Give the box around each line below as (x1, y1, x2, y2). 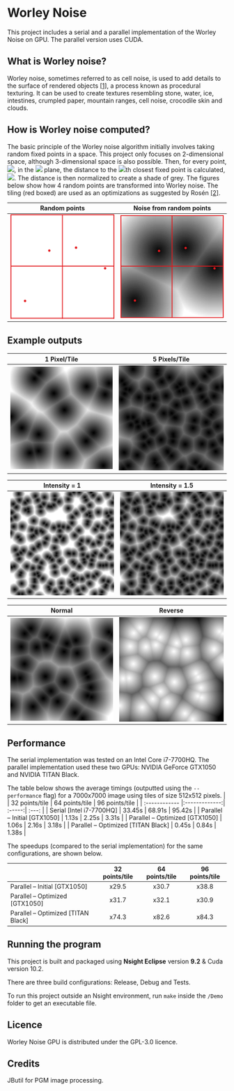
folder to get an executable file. (7, 998, 97, 1007)
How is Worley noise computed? (7, 124, 151, 136)
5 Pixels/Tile (153, 355, 190, 363)
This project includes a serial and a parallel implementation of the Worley (7, 28, 217, 36)
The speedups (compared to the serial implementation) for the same (7, 842, 203, 851)
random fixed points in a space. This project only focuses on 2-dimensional (7, 150, 224, 158)
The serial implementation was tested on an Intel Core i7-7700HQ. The (7, 756, 210, 764)
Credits (7, 1058, 40, 1069)
